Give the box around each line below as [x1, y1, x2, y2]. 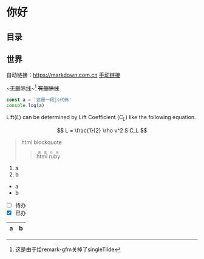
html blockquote [21, 138, 62, 146]
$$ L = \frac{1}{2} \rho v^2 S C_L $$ [56, 126, 148, 134]
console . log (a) [6, 102, 45, 108]
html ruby [36, 153, 61, 160]
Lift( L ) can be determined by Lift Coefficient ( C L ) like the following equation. [6, 113, 196, 122]
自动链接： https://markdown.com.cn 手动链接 [6, 71, 120, 79]
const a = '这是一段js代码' [6, 97, 72, 103]
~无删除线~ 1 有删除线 [6, 83, 59, 92]
